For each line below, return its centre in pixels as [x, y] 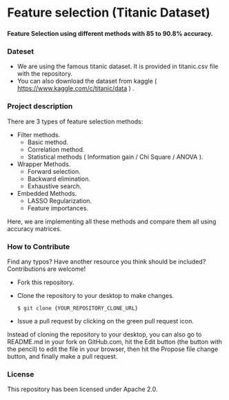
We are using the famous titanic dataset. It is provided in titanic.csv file [118, 66]
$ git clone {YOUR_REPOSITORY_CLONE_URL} [77, 308]
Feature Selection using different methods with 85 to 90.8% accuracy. [110, 34]
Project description [40, 106]
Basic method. [48, 142]
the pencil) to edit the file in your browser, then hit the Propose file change [113, 349]
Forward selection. [54, 171]
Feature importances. [58, 208]
